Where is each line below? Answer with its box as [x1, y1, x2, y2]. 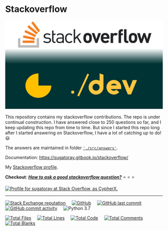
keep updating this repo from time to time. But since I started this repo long [5, 125, 160, 131]
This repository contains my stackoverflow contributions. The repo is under [5, 114, 160, 120]
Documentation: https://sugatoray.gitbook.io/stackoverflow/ [5, 155, 128, 161]
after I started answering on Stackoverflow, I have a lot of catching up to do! [5, 130, 161, 136]
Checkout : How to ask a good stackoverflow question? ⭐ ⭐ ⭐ [5, 174, 135, 180]
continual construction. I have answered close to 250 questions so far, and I [5, 119, 161, 125]
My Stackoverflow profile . [5, 164, 58, 170]
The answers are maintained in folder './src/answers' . [5, 145, 118, 151]
